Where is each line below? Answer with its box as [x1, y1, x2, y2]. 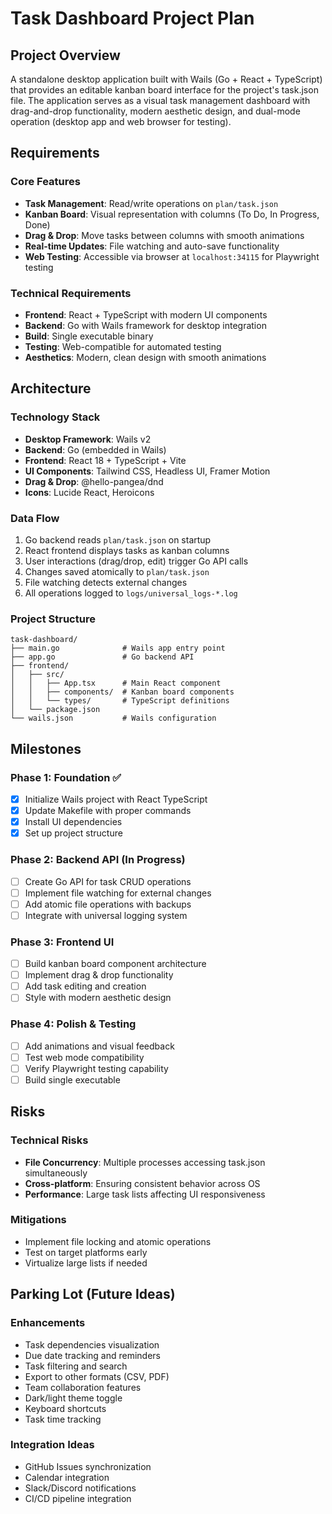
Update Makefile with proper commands [24, 805, 192, 817]
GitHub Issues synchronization [24, 1460, 152, 1472]
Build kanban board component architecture [24, 958, 207, 970]
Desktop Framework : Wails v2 [24, 433, 152, 445]
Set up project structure [24, 827, 123, 839]
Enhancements [10, 1316, 86, 1330]
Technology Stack [10, 410, 101, 424]
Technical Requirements [10, 286, 132, 300]
